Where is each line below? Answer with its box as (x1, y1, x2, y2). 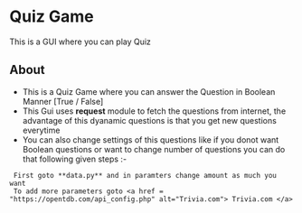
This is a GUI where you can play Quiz (9, 36, 152, 47)
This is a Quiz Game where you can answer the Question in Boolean (22, 86, 276, 97)
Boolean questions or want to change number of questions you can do (22, 144, 286, 154)
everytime (22, 125, 61, 135)
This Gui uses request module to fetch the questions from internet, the (22, 106, 287, 116)
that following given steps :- (22, 153, 127, 164)
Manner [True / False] (22, 96, 104, 106)
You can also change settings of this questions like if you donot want (22, 134, 279, 145)
